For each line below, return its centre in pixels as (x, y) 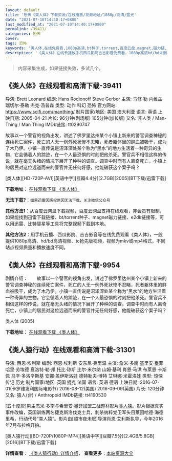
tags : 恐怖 (16, 43)
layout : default (23, 10)
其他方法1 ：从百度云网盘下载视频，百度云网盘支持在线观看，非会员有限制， (85, 211)
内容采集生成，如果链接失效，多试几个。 (60, 68)
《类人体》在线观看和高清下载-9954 (63, 265)
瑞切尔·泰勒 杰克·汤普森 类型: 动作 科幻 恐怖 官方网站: (61, 105)
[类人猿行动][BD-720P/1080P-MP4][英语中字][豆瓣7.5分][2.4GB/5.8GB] (80, 436)
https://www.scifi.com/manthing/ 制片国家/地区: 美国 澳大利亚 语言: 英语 (81, 112)
